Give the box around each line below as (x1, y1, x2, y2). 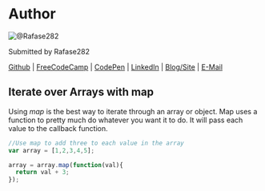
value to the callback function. (8, 123, 108, 133)
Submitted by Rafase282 (8, 46, 90, 56)
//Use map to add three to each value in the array (8, 139, 184, 147)
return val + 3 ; (15, 169, 70, 177)
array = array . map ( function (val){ (8, 161, 124, 169)
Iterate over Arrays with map (8, 86, 155, 99)
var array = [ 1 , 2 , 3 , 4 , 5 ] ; (8, 146, 94, 154)
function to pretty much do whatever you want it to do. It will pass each (8, 115, 243, 125)
